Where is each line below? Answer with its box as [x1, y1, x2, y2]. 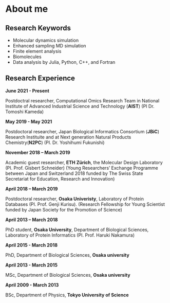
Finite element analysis [12, 48, 62, 54]
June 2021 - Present [5, 87, 50, 94]
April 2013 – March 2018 [5, 217, 58, 223]
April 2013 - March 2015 [5, 262, 58, 268]
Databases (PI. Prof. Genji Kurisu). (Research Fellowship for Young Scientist [5, 201, 165, 207]
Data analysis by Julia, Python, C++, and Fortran [12, 59, 116, 65]
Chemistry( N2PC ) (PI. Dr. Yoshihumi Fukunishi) [5, 139, 105, 146]
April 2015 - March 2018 [5, 242, 58, 248]
